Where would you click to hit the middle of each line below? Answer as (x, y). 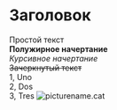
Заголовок (50, 15)
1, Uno (21, 77)
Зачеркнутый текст (46, 68)
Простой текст (37, 40)
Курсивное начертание (54, 58)
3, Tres (22, 95)
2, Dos (21, 86)
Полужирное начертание (58, 48)
